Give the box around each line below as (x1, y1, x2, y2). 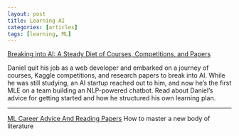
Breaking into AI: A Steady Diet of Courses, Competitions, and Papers (7, 50, 211, 58)
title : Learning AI (7, 17, 65, 24)
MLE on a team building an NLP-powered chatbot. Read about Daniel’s (7, 86, 213, 95)
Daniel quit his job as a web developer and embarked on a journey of (7, 63, 209, 72)
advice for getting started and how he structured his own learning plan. (7, 94, 216, 103)
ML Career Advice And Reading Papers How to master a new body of (7, 115, 211, 123)
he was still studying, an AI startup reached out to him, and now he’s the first (7, 79, 232, 88)
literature (7, 122, 34, 130)
